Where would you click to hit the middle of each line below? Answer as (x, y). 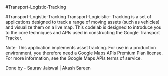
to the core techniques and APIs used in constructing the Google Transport (83, 33)
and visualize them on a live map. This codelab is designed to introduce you (83, 27)
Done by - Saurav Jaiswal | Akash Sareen (48, 68)
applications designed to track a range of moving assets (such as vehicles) (82, 22)
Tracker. (14, 38)
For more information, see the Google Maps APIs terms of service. (73, 58)
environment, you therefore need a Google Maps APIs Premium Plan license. (84, 53)
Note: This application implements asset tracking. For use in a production (81, 48)
